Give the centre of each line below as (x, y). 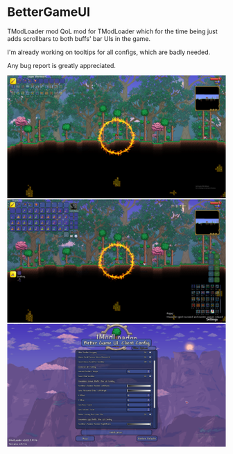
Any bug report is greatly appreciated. (62, 65)
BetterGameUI (49, 12)
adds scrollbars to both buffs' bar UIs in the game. (79, 38)
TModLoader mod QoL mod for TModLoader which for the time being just (113, 31)
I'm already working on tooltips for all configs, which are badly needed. (109, 52)
